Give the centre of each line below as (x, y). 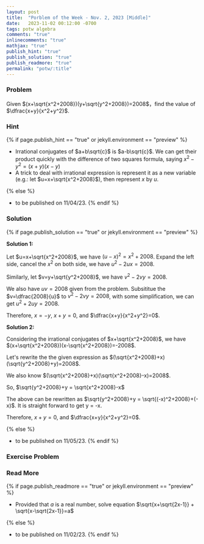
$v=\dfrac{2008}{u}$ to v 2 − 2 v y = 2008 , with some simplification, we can (100, 296)
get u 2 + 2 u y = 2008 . (33, 303)
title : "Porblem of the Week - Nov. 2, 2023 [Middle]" (79, 18)
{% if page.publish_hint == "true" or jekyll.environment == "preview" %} (97, 139)
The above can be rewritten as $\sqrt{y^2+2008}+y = (74, 399)
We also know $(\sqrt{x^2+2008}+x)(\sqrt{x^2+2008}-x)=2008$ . (89, 375)
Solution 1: (20, 243)
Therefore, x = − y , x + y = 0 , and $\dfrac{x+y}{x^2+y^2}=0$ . (83, 315)
